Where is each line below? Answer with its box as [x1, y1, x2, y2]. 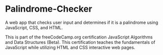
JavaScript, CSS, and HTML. [5, 24, 63, 30]
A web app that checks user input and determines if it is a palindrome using [5, 19, 159, 25]
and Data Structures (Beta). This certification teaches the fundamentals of [5, 39, 156, 45]
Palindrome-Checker [5, 3, 93, 15]
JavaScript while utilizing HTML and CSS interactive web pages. [5, 44, 135, 50]
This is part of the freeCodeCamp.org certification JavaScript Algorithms [5, 34, 153, 40]
